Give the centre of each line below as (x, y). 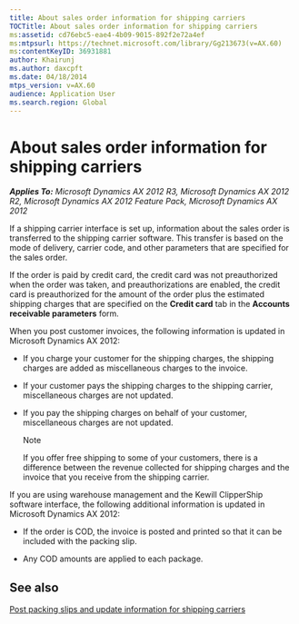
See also (34, 587)
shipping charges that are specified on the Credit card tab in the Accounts (150, 304)
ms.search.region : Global (58, 102)
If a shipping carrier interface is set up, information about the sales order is (149, 229)
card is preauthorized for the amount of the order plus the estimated (137, 294)
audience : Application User (63, 94)
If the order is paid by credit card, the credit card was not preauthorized (144, 275)
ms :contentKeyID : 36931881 (60, 52)
